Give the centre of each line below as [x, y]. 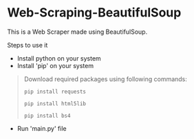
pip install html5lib [55, 104]
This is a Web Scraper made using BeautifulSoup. [77, 32]
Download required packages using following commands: [106, 79]
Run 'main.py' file [42, 128]
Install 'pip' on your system [55, 65]
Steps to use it [28, 45]
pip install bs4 [47, 116]
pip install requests [55, 92]
